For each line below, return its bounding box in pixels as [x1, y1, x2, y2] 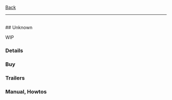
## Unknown [5, 24, 33, 30]
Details [5, 47, 24, 54]
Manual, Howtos [5, 88, 47, 95]
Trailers [5, 74, 25, 81]
